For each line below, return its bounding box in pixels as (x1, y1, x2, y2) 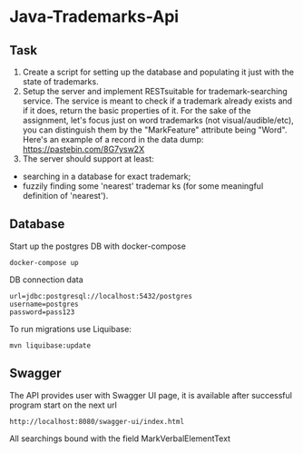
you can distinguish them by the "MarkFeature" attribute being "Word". (22, 124, 288, 135)
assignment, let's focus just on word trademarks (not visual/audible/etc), (22, 115, 295, 125)
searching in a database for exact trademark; (22, 171, 191, 182)
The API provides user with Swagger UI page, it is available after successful (9, 389, 293, 400)
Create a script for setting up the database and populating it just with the (22, 66, 295, 77)
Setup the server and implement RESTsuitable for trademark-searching (22, 86, 288, 96)
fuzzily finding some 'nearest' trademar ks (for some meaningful (22, 181, 264, 192)
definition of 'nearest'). (22, 191, 109, 201)
